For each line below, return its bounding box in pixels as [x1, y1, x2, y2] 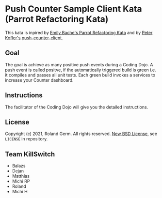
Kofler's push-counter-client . [5, 35, 63, 41]
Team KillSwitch [5, 150, 55, 158]
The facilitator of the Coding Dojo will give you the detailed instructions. [5, 104, 148, 110]
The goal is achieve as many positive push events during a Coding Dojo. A [5, 61, 153, 67]
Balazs [12, 163, 26, 169]
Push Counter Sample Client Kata [5, 3, 142, 15]
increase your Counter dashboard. [5, 77, 74, 83]
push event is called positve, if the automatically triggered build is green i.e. [5, 67, 156, 73]
